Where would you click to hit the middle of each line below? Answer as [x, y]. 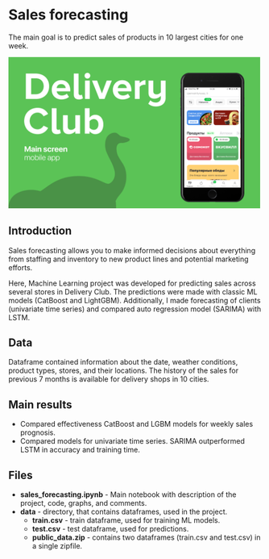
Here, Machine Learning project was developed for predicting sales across [132, 283]
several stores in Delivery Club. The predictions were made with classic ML [133, 291]
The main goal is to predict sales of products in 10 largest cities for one [126, 37]
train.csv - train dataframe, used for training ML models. [126, 520]
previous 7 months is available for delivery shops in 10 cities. [109, 379]
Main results [40, 405]
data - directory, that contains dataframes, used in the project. [124, 511]
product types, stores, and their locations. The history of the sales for [124, 371]
